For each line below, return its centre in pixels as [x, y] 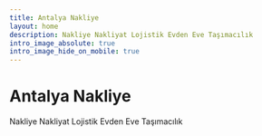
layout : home [34, 26]
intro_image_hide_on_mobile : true [75, 52]
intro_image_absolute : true [63, 43]
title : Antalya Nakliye [54, 18]
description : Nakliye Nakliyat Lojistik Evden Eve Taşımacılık [131, 34]
